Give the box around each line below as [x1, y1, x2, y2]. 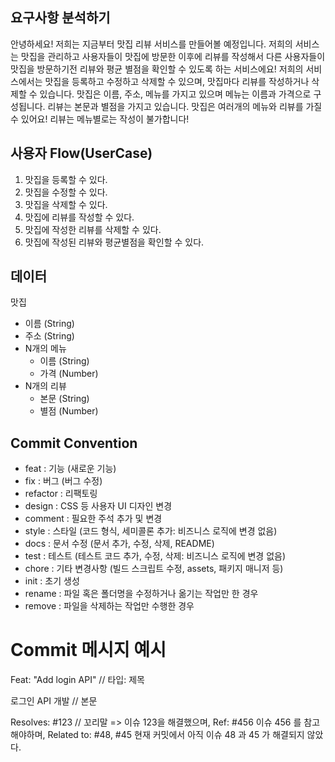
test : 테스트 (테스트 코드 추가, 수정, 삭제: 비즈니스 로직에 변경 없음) [24, 550, 287, 562]
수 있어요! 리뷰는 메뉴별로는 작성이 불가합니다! [10, 113, 190, 125]
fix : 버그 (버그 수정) [24, 475, 103, 487]
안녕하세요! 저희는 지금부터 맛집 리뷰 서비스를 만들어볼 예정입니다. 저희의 [10, 38, 293, 50]
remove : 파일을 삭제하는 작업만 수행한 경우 [24, 600, 195, 612]
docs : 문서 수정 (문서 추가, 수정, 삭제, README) [24, 538, 215, 550]
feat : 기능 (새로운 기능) [24, 463, 117, 475]
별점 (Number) [39, 405, 99, 417]
